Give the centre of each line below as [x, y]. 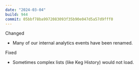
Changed [15, 33]
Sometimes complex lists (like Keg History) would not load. [73, 62]
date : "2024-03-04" [26, 10]
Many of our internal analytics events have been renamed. [73, 43]
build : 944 [17, 14]
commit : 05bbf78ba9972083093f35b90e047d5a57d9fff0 [59, 19]
